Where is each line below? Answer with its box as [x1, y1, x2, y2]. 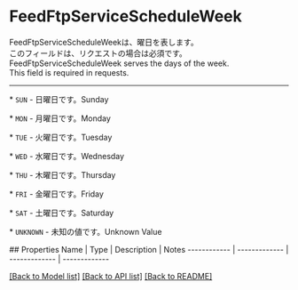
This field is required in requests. [9, 67, 129, 77]
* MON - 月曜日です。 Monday [9, 113, 111, 124]
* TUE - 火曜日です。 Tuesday [9, 132, 113, 142]
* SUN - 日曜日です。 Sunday [9, 93, 109, 104]
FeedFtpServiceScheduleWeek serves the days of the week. [9, 58, 230, 68]
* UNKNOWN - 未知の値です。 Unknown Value [9, 226, 162, 237]
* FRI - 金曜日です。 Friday [9, 189, 105, 199]
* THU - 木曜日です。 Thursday [9, 169, 116, 180]
